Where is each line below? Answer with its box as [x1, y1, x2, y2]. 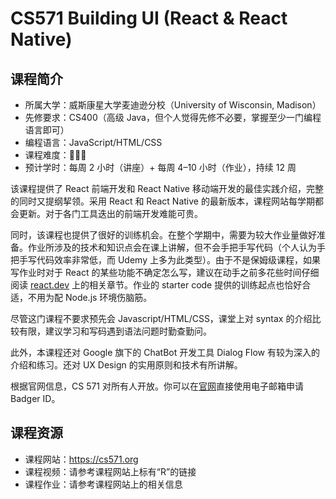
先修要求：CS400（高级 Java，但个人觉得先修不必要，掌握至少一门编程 [24, 112, 322, 123]
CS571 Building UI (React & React [10, 7, 288, 30]
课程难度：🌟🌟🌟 [24, 149, 87, 161]
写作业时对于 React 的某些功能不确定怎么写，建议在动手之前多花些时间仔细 [10, 267, 320, 278]
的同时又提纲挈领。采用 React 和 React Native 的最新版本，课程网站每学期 [10, 195, 315, 207]
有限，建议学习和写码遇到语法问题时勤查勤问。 [18, 325, 212, 337]
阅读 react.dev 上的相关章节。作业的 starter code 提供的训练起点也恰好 [10, 279, 303, 291]
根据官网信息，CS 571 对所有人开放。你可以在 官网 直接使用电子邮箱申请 [10, 380, 305, 392]
